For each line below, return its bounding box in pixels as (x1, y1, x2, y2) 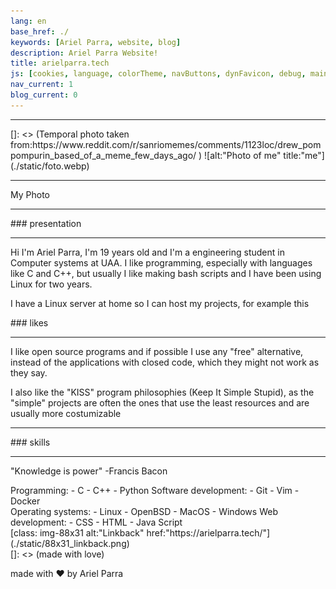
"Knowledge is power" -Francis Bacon (10, 465, 168, 477)
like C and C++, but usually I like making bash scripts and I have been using (10, 267, 322, 279)
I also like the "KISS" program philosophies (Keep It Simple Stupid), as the (10, 386, 315, 398)
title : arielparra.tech (10, 58, 110, 69)
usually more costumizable (10, 407, 122, 419)
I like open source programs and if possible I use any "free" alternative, (10, 345, 304, 357)
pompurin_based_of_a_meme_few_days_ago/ (10, 149, 197, 161)
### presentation (10, 217, 82, 229)
